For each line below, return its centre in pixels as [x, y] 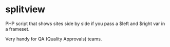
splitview [25, 9]
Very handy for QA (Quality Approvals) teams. [54, 39]
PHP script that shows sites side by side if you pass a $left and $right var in [85, 24]
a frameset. [17, 29]
